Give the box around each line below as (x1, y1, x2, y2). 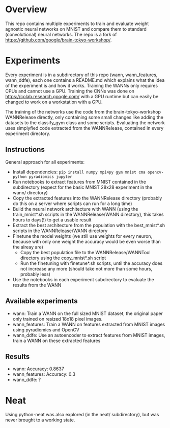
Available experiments (5, 297, 78, 305)
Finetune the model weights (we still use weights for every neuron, (12, 233, 153, 239)
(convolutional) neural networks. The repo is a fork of (5, 31, 117, 37)
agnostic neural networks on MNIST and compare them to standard (5, 26, 147, 32)
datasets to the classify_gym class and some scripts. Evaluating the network (5, 119, 165, 126)
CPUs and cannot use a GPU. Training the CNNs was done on (5, 88, 135, 94)
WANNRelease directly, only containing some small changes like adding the (5, 114, 164, 120)
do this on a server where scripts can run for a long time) (12, 200, 132, 207)
